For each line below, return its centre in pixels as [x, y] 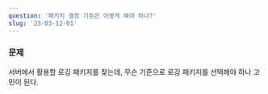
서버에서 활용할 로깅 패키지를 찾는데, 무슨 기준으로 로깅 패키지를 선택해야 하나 [130, 72]
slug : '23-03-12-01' [43, 23]
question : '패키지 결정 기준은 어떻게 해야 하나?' [82, 16]
